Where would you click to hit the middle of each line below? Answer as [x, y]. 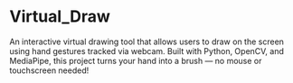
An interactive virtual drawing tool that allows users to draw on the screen [147, 41]
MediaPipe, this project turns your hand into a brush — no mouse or [136, 60]
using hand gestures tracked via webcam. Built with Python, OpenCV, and [147, 51]
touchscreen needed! [49, 70]
